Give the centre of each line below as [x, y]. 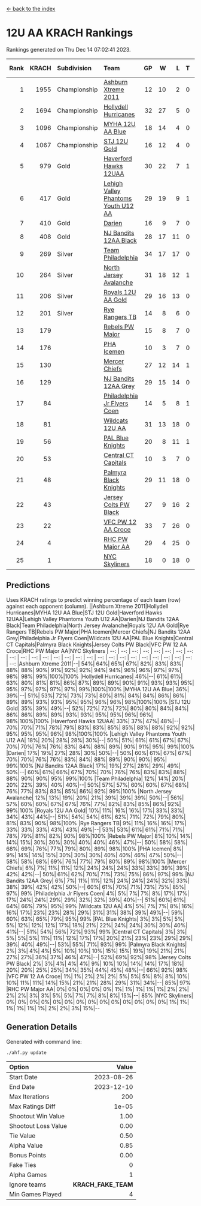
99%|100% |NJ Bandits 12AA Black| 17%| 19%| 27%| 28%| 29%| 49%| [94, 766]
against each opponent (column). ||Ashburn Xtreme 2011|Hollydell [87, 606]
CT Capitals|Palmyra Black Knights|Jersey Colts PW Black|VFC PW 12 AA [97, 644]
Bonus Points [28, 1155]
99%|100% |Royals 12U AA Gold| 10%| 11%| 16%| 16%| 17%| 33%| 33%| [95, 810]
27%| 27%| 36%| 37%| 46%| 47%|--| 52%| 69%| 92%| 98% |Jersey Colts [99, 957]
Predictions [28, 585]
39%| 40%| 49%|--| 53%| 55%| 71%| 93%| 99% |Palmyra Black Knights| [97, 944]
